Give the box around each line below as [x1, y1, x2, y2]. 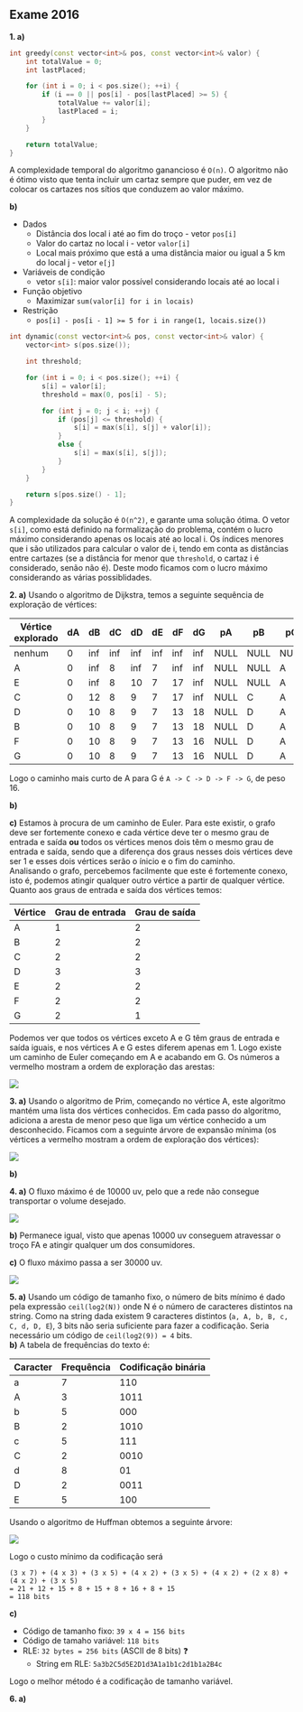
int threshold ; [25, 357, 83, 367]
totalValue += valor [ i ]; [57, 98, 151, 107]
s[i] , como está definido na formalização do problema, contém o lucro [9, 524, 273, 535]
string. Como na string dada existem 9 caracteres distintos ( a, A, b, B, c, [9, 1311, 289, 1322]
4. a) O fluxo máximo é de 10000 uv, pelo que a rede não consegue [9, 1186, 260, 1197]
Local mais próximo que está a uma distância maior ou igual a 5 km [35, 247, 286, 258]
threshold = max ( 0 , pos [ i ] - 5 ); [41, 390, 168, 399]
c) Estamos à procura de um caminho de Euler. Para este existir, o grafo [9, 817, 276, 829]
